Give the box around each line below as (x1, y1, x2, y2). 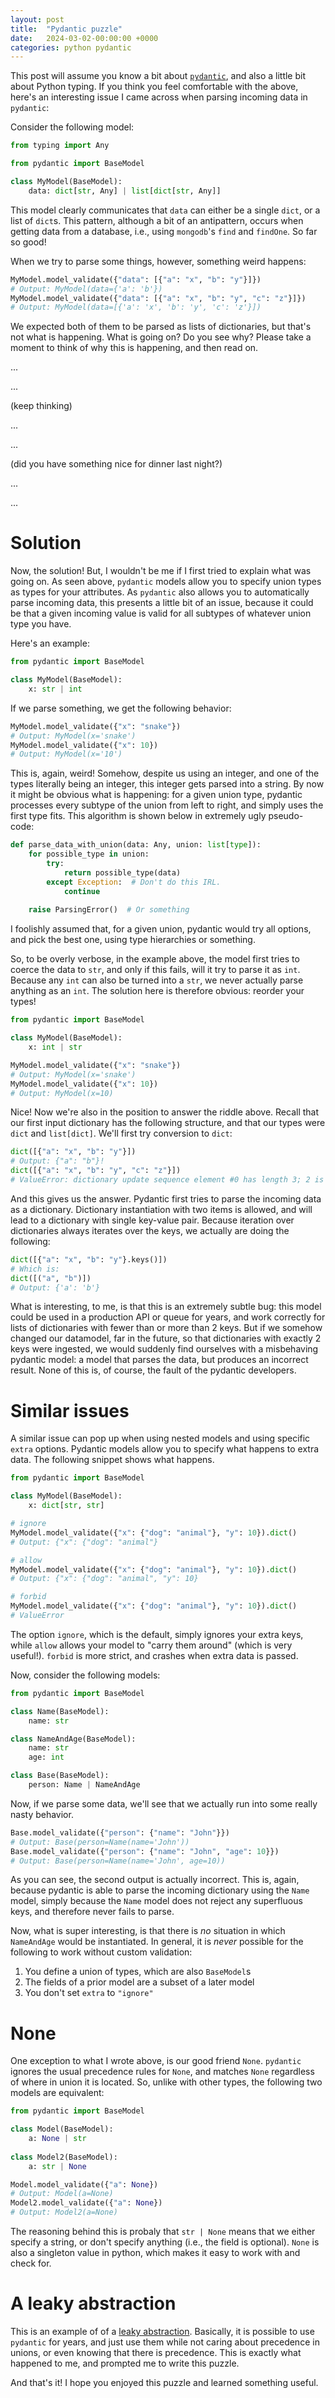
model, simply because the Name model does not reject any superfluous (10, 1895, 303, 1907)
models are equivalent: (10, 2087, 105, 2099)
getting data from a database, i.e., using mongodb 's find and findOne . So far (10, 225, 318, 237)
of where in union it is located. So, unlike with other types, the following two (10, 2076, 323, 2088)
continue (63, 886, 101, 896)
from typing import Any (10, 141, 110, 151)
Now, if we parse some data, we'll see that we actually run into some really (10, 1797, 318, 1810)
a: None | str (28, 2134, 87, 2144)
